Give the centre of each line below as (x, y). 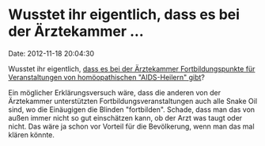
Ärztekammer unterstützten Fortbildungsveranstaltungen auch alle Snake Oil (133, 101)
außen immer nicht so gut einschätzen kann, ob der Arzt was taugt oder (125, 117)
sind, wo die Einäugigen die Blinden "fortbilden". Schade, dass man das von (132, 109)
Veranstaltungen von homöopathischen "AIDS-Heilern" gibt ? (107, 77)
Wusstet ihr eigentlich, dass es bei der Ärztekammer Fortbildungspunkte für (132, 68)
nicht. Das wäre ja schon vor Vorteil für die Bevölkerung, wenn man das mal (131, 126)
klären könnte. (32, 134)
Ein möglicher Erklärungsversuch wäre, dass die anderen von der (115, 92)
